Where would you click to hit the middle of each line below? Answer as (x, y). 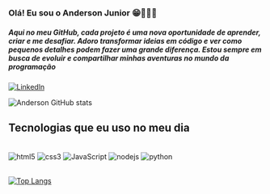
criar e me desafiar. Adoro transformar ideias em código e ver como (125, 40)
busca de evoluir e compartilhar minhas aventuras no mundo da (119, 58)
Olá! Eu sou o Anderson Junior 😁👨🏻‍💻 (83, 13)
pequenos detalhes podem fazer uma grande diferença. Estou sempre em (135, 49)
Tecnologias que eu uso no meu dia (99, 128)
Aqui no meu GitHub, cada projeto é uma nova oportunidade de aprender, (135, 32)
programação (32, 66)
